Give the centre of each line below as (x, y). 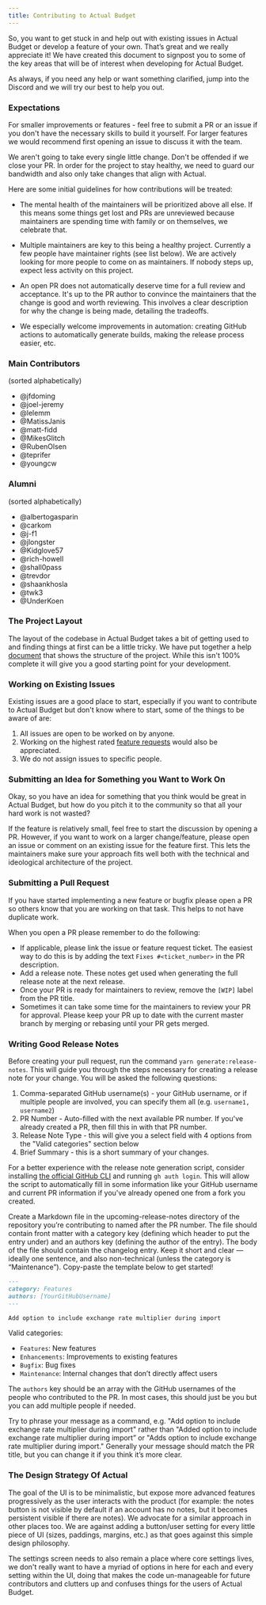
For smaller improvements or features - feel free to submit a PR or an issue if (133, 124)
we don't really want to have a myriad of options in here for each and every (131, 1567)
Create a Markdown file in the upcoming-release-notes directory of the (124, 1217)
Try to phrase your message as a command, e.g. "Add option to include (124, 1421)
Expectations (34, 108)
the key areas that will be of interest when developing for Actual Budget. (126, 63)
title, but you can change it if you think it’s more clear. (95, 1455)
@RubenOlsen (43, 447)
